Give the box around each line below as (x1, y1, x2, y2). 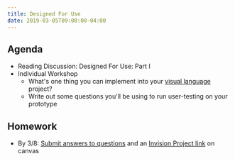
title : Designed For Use (7, 10, 81, 18)
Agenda (7, 43, 43, 55)
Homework (7, 120, 58, 132)
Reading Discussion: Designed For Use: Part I (17, 62, 151, 71)
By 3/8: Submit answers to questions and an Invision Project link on (17, 139, 215, 148)
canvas (17, 147, 39, 155)
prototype (28, 100, 58, 109)
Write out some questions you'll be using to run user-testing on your (28, 92, 229, 101)
